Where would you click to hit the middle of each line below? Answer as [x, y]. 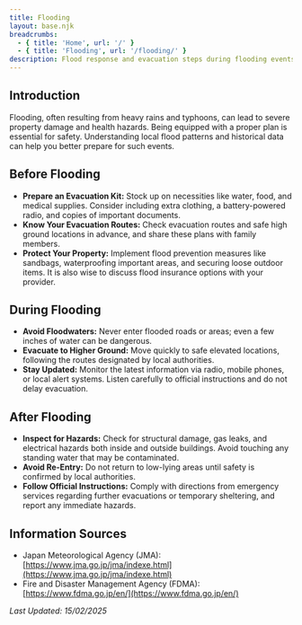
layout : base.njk [42, 26]
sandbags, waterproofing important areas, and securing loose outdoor [152, 262]
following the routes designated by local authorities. [118, 360]
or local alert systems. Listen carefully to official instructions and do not [155, 379]
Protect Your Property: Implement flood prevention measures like [144, 253]
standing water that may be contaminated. [101, 458]
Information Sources [68, 534]
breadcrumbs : [34, 34]
